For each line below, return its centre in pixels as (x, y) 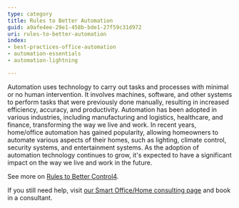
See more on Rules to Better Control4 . (63, 176)
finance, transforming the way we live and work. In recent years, (102, 125)
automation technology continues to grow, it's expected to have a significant (119, 155)
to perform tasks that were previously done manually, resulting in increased (118, 102)
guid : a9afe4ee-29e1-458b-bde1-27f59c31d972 (75, 27)
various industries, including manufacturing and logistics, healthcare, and (115, 117)
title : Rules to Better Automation (60, 21)
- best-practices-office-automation (62, 47)
